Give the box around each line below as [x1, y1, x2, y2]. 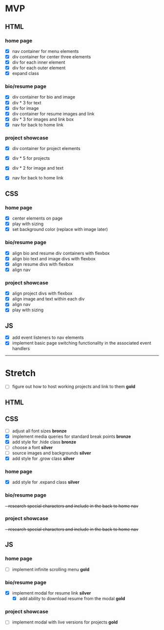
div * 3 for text [12, 100, 41, 105]
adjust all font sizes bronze [12, 428, 67, 434]
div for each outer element [12, 65, 66, 71]
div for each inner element [12, 59, 65, 65]
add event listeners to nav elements [12, 334, 84, 341]
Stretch [5, 367, 36, 378]
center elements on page [12, 215, 63, 221]
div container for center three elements [12, 53, 91, 59]
